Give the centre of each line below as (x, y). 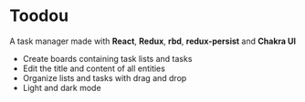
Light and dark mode (62, 87)
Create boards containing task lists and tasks (107, 58)
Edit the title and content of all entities (94, 68)
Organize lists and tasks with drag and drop (105, 77)
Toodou (39, 16)
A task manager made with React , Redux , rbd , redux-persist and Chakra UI (153, 41)
